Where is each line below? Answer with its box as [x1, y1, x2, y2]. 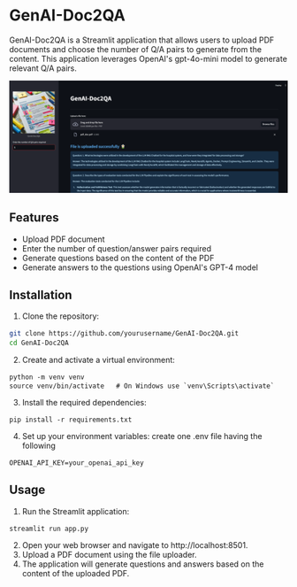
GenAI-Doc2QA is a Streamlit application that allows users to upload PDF [9, 35, 275, 45]
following [21, 440, 56, 452]
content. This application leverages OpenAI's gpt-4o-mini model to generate [9, 53, 287, 64]
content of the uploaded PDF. [21, 568, 130, 578]
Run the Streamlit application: [21, 506, 130, 516]
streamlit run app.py [9, 524, 89, 533]
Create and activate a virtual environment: [21, 355, 175, 366]
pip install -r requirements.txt [9, 415, 133, 425]
